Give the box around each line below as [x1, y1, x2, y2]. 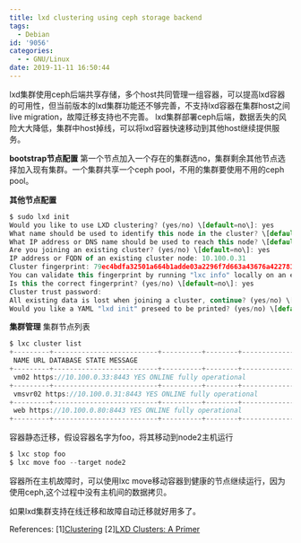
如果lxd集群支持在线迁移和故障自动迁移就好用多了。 [9, 505, 202, 516]
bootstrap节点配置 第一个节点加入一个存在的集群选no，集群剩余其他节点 [9, 153, 279, 163]
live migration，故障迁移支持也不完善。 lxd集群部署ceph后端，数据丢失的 [9, 111, 279, 122]
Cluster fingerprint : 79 [9, 262, 102, 272]
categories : [9, 47, 54, 56]
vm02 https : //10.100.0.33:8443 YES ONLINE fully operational [13, 372, 246, 381]
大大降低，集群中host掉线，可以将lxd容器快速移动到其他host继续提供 [16, 122, 272, 133]
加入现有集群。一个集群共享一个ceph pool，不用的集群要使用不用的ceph [16, 163, 285, 175]
